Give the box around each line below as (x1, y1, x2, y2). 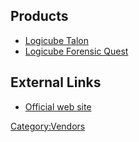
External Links (10, 74, 102, 91)
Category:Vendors (10, 120, 86, 132)
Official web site (24, 100, 92, 113)
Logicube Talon (24, 34, 89, 46)
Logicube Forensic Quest (24, 45, 129, 57)
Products (10, 8, 69, 25)
